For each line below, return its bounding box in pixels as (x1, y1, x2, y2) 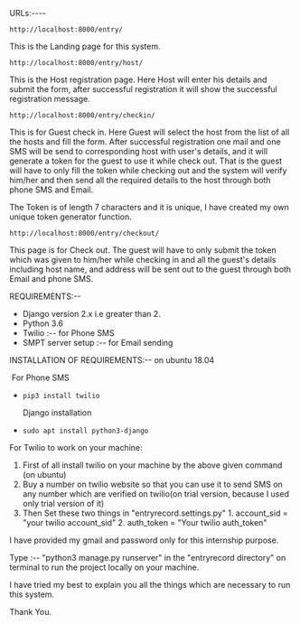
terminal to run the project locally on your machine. (9, 562, 200, 573)
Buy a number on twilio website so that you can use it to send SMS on (22, 479, 283, 489)
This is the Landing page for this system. (9, 41, 161, 51)
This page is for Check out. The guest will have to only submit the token (9, 245, 277, 256)
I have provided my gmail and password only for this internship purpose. (9, 535, 279, 545)
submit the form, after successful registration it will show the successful (9, 84, 277, 94)
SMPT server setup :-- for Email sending (22, 338, 173, 348)
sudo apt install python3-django (22, 426, 149, 435)
